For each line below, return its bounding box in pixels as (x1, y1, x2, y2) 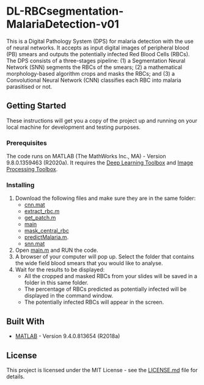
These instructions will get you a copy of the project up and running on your (6, 117, 197, 124)
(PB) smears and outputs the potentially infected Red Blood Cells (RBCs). (6, 50, 191, 57)
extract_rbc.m (24, 208, 60, 215)
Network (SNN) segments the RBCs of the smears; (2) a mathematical (6, 63, 182, 71)
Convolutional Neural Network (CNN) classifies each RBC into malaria (6, 76, 181, 84)
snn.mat (24, 240, 45, 248)
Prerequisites (6, 139, 47, 147)
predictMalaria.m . (24, 233, 69, 241)
